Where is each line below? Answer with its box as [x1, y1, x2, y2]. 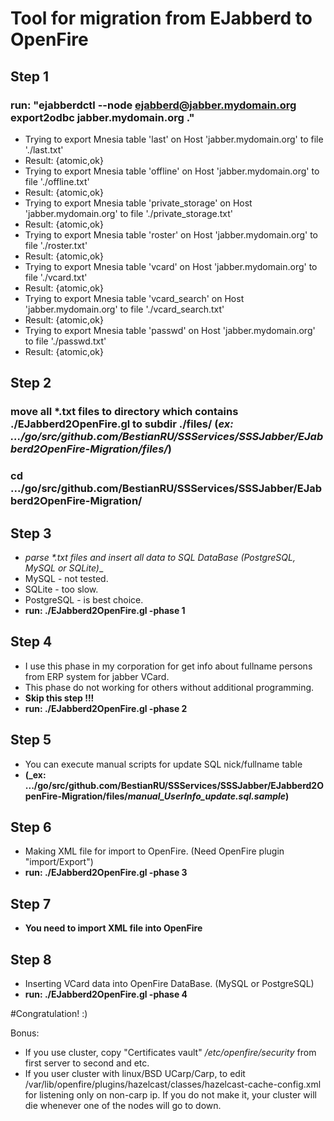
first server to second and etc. [24, 1057, 150, 1069]
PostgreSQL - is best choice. [24, 593, 144, 606]
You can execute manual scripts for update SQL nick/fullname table [24, 758, 303, 770]
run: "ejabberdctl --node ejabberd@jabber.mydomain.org [10, 98, 297, 112]
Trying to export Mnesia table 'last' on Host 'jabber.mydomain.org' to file [24, 133, 324, 145]
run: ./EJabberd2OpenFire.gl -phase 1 [24, 604, 186, 616]
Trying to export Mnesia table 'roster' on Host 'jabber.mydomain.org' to [24, 228, 319, 241]
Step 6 [10, 818, 52, 836]
